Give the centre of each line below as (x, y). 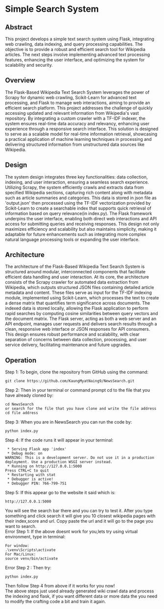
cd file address (22, 413)
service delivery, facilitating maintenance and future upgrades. (68, 345)
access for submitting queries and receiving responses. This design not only (82, 224)
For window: (17, 546)
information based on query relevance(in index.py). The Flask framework (79, 213)
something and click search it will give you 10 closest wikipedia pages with (80, 516)
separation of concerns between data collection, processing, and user (76, 340)
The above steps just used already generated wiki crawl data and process (80, 591)
